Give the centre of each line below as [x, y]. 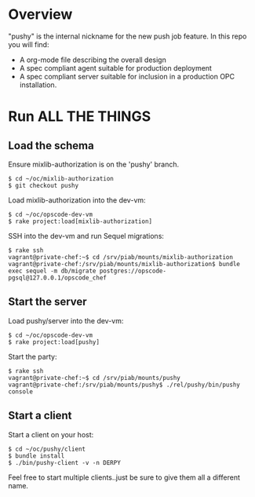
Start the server [48, 302]
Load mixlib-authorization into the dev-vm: [77, 200]
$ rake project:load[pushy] [54, 342]
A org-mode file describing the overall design [93, 60]
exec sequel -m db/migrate [52, 271]
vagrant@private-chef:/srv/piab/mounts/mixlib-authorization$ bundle [124, 264]
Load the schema [51, 146]
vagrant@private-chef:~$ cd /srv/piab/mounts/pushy [94, 378]
